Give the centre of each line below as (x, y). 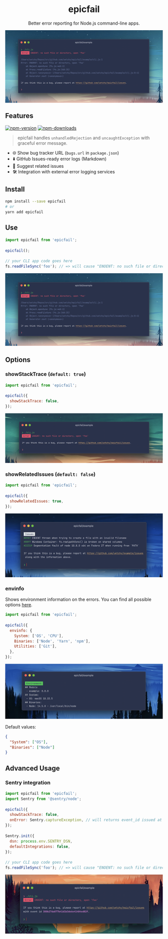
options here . (19, 605)
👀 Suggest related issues (38, 166)
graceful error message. (42, 143)
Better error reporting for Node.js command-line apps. (84, 23)
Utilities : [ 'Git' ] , (35, 647)
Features (19, 116)
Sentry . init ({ (20, 836)
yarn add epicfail (24, 212)
